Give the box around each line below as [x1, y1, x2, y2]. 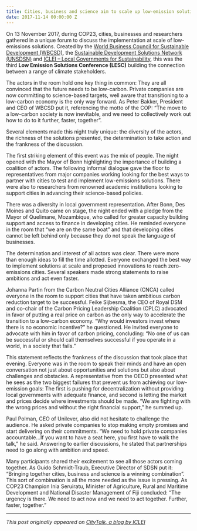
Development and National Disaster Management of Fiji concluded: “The [6, 489, 181, 496]
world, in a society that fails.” [6, 342, 76, 349]
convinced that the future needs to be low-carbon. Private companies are [6, 85, 184, 92]
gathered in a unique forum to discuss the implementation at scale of [6, 36, 172, 44]
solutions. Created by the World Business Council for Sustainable [31, 42, 189, 50]
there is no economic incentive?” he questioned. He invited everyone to [6, 323, 179, 330]
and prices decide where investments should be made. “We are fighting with [6, 398, 191, 405]
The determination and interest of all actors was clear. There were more [6, 249, 179, 256]
